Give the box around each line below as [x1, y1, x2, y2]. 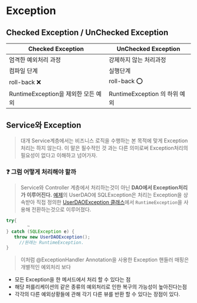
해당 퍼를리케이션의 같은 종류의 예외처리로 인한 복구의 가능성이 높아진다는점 [14, 283, 188, 291]
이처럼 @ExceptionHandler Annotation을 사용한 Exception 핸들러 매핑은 [20, 256, 189, 263]
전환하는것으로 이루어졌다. [31, 206, 92, 213]
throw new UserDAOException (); [13, 234, 91, 240]
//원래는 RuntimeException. [19, 239, 84, 246]
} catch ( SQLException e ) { [6, 229, 75, 234]
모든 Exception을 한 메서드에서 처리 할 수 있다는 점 [14, 276, 131, 283]
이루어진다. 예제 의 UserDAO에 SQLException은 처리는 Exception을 [26, 192, 182, 199]
